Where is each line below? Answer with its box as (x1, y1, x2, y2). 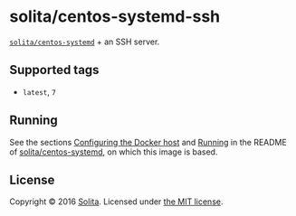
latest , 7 (22, 86, 56, 97)
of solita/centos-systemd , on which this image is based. (9, 146, 218, 157)
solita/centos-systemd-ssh (9, 6, 221, 27)
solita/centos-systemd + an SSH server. (9, 36, 160, 47)
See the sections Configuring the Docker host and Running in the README (9, 136, 287, 147)
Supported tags (9, 62, 100, 78)
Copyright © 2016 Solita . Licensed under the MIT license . (9, 196, 224, 207)
